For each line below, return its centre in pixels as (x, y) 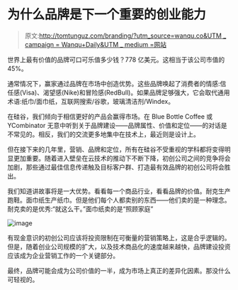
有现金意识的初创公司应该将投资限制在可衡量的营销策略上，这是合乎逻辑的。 (119, 237)
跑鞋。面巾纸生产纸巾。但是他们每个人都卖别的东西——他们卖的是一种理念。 (119, 200)
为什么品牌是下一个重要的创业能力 (107, 15)
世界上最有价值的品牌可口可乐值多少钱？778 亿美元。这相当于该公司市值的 (116, 59)
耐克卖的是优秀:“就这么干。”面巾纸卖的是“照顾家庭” (80, 209)
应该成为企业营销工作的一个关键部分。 (63, 255)
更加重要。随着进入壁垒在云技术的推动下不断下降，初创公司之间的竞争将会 (122, 158)
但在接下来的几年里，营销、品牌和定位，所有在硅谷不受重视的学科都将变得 (116, 149)
